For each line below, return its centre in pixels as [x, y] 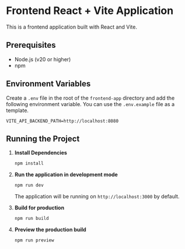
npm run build [32, 219]
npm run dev [29, 185]
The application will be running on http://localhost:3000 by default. [97, 197]
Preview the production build [50, 229]
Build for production [39, 208]
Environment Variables [48, 84]
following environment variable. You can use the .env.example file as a [90, 104]
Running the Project [43, 138]
